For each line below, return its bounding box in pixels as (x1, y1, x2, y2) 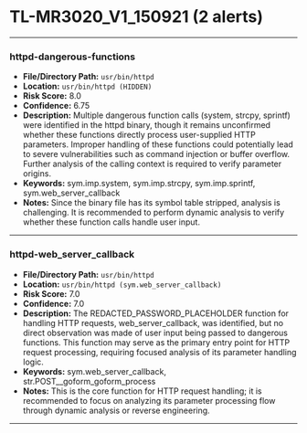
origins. (22, 168, 52, 179)
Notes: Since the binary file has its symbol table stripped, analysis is (22, 197, 281, 208)
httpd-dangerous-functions (9, 50, 135, 63)
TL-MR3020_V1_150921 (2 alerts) (9, 6, 263, 27)
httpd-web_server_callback (9, 248, 135, 261)
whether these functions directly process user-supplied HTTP (22, 130, 256, 141)
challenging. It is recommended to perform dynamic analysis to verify (22, 207, 285, 218)
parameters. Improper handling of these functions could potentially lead (22, 139, 294, 150)
